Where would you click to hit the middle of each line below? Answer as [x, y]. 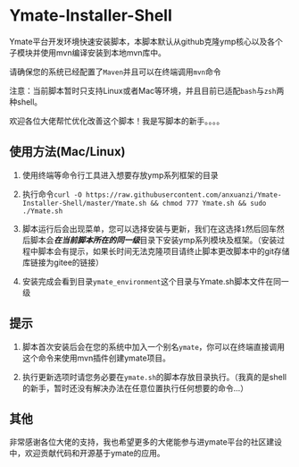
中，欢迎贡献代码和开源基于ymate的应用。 [87, 454]
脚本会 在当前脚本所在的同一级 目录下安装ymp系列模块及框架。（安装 [154, 240]
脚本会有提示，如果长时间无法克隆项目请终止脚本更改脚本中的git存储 [164, 250]
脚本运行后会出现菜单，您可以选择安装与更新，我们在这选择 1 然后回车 [149, 228]
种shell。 [26, 102]
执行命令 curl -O [52, 194]
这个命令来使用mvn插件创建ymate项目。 [96, 358]
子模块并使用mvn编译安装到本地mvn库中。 [88, 52]
